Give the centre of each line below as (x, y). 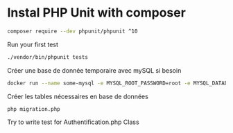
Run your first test (33, 44)
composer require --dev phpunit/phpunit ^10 (72, 31)
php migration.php (34, 109)
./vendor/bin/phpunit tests (48, 57)
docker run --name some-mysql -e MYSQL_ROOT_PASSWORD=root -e (99, 83)
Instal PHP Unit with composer (96, 13)
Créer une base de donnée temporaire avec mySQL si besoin (94, 70)
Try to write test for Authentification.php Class (74, 122)
